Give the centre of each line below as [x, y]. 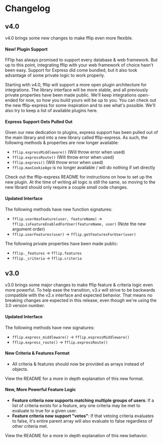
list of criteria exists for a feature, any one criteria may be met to [76, 406]
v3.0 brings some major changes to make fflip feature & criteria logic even [79, 285]
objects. [20, 369]
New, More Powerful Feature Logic [41, 390]
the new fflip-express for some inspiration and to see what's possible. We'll [80, 105]
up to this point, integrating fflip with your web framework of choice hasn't [79, 65]
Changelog [28, 8]
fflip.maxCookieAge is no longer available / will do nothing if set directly [83, 167]
